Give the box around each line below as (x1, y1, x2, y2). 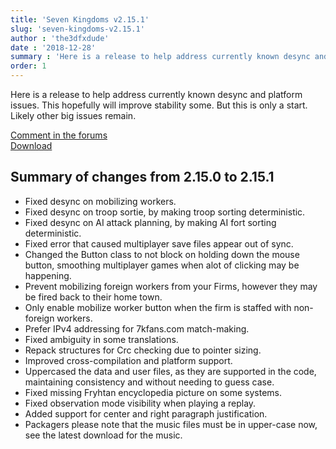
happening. (24, 269, 72, 281)
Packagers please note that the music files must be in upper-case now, (24, 418, 318, 430)
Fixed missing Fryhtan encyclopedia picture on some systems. (24, 386, 283, 398)
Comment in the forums (10, 129, 108, 141)
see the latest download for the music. (24, 429, 183, 441)
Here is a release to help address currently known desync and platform (10, 89, 303, 100)
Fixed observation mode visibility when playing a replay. (24, 397, 257, 409)
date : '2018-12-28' (10, 42, 97, 53)
